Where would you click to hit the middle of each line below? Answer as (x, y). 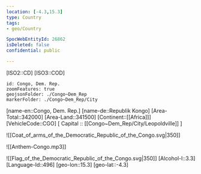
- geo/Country (24, 28)
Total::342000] (25, 117)
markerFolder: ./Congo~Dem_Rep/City (52, 100)
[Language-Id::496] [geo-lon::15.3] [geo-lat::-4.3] (67, 164)
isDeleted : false (28, 45)
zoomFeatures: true (31, 89)
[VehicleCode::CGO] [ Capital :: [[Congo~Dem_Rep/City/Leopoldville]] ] (94, 123)
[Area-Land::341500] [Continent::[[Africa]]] (98, 117)
